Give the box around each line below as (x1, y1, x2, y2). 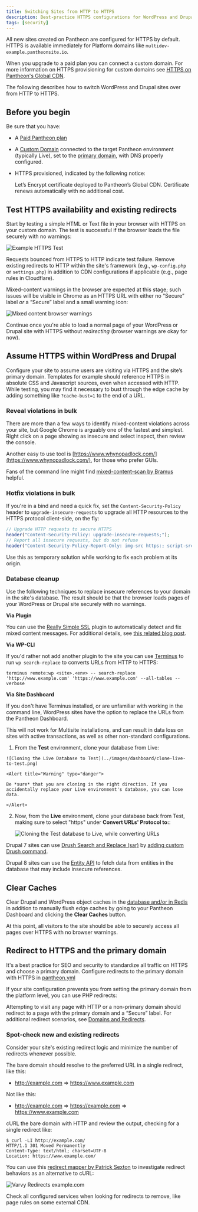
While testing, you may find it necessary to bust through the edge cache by (6, 385, 189, 393)
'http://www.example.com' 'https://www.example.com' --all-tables (6, 676, 173, 682)
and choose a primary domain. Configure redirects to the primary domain (6, 967, 184, 975)
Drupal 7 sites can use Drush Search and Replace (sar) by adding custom (6, 842, 184, 849)
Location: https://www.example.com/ (6, 1153, 96, 1159)
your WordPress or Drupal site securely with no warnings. (6, 601, 146, 608)
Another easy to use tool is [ (6, 450, 75, 458)
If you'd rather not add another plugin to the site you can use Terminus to (6, 653, 184, 660)
